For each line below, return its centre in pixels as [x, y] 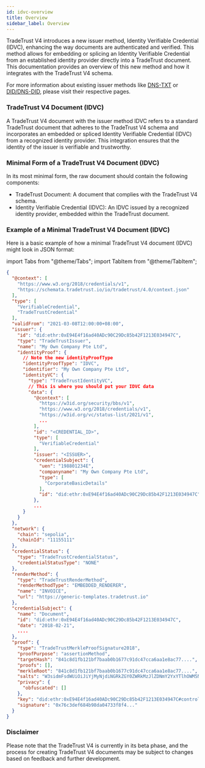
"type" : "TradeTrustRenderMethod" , [63, 580]
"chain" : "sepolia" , [43, 534]
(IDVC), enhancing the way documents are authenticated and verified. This [100, 47]
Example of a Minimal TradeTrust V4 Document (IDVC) [88, 229]
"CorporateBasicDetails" [76, 483]
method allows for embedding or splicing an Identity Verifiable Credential [98, 54]
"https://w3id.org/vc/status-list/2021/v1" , [96, 415]
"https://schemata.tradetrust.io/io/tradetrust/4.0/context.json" [103, 289]
